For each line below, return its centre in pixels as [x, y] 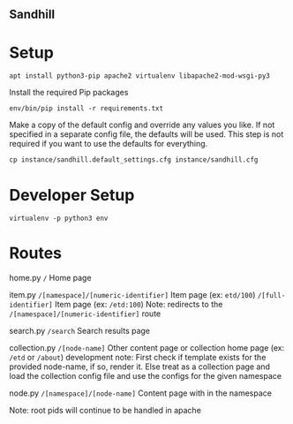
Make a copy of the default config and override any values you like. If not [142, 125]
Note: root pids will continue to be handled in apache [105, 411]
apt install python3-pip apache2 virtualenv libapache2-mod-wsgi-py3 [140, 76]
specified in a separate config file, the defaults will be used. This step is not [146, 134]
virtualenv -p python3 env [59, 219]
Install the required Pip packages [69, 93]
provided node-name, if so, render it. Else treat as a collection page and [140, 367]
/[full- [271, 296]
